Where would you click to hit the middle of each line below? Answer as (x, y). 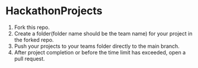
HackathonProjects (54, 11)
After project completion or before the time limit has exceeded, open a (100, 52)
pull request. (29, 59)
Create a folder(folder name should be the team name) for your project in (103, 33)
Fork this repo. (32, 27)
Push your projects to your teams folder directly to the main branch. (97, 46)
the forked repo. (34, 40)
